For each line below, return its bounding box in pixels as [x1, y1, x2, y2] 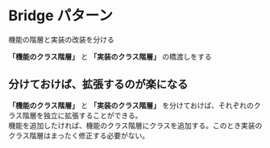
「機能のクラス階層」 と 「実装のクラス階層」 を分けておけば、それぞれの [8, 101, 254, 110]
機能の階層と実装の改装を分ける [8, 35, 114, 44]
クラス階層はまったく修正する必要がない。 [8, 130, 150, 140]
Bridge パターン [8, 6, 113, 25]
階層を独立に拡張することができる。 [22, 110, 143, 120]
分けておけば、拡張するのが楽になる [8, 77, 189, 92]
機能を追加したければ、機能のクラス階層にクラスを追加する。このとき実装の [8, 121, 263, 130]
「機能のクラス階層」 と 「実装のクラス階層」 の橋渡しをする [8, 51, 212, 61]
